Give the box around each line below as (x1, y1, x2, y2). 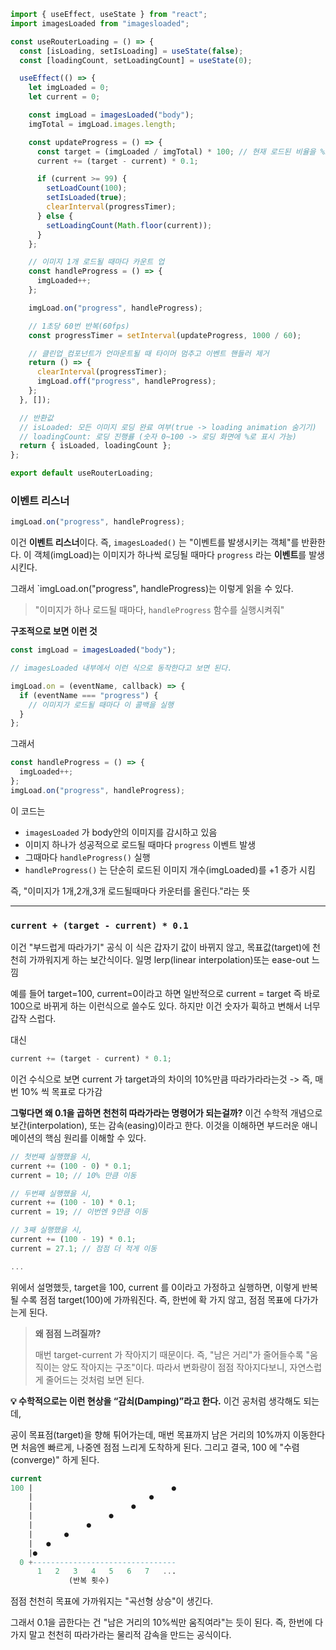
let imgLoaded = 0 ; (28, 83, 110, 93)
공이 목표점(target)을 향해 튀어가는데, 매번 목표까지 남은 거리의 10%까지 (10, 1428, 291, 1440)
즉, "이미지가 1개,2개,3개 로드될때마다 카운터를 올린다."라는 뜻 (10, 885, 251, 897)
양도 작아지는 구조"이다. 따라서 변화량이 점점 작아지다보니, (61, 1361, 288, 1373)
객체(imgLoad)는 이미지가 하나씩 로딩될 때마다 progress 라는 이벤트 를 (33, 549, 307, 561)
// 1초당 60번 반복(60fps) (28, 321, 130, 331)
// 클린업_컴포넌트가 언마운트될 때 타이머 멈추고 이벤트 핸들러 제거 (28, 348, 270, 359)
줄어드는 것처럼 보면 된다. (45, 1373, 145, 1385)
